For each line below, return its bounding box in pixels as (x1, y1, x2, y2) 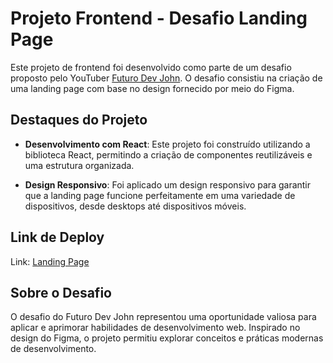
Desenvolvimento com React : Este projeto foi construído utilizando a (24, 138, 311, 150)
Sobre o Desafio (10, 284, 112, 301)
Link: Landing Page (10, 255, 90, 267)
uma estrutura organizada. (24, 159, 135, 171)
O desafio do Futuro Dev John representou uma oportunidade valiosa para (10, 311, 317, 323)
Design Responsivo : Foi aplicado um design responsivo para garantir (24, 178, 312, 191)
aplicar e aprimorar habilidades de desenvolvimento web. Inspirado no (10, 322, 301, 334)
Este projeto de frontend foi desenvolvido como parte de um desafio (10, 61, 292, 73)
